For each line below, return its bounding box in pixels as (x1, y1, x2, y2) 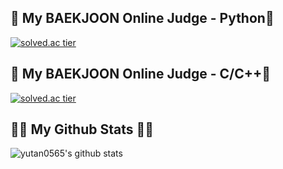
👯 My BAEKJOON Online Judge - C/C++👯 (10, 66, 272, 83)
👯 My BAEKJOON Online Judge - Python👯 (10, 10, 275, 27)
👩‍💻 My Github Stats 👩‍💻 (10, 121, 155, 138)
